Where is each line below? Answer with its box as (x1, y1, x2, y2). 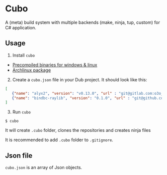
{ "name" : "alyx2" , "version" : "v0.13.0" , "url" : (11, 91, 117, 96)
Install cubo (12, 52, 35, 58)
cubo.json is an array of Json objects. (5, 165, 83, 171)
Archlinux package (12, 67, 51, 73)
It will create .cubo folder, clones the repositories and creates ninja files (5, 127, 151, 133)
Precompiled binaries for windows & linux (12, 61, 97, 67)
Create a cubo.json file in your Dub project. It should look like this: (12, 76, 148, 82)
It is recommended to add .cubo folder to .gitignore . (5, 137, 113, 143)
